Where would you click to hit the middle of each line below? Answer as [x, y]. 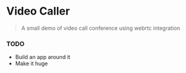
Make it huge [31, 64]
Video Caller [38, 11]
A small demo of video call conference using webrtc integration [101, 28]
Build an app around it [43, 57]
